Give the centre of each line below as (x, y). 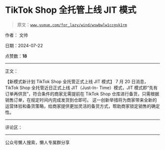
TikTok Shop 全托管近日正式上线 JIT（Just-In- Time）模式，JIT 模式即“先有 (82, 88)
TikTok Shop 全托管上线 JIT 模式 (71, 10)
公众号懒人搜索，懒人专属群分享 (37, 142)
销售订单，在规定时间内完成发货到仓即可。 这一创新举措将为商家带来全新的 (81, 100)
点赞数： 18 (16, 56)
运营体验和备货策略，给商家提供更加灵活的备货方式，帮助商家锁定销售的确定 (82, 106)
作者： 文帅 (16, 35)
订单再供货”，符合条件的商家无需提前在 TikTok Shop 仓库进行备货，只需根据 (82, 93)
